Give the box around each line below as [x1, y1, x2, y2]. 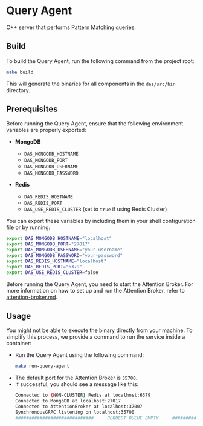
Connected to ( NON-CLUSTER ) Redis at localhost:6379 [14, 392, 151, 399]
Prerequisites [6, 104, 58, 115]
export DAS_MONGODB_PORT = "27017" [6, 241, 91, 247]
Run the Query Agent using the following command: [14, 351, 144, 359]
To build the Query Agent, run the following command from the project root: [6, 57, 195, 64]
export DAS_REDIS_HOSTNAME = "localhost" [6, 258, 107, 264]
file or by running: [6, 224, 51, 231]
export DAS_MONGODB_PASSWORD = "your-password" [6, 253, 123, 259]
